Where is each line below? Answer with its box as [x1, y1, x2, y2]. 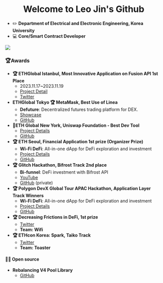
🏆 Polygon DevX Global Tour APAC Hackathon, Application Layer [12, 186, 151, 192]
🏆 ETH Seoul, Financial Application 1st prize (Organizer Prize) [12, 139, 144, 145]
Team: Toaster [19, 245, 51, 251]
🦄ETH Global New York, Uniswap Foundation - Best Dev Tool [12, 122, 140, 128]
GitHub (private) [19, 180, 53, 186]
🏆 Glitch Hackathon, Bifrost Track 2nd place [12, 162, 107, 168]
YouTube [19, 175, 38, 181]
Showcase [19, 112, 41, 118]
